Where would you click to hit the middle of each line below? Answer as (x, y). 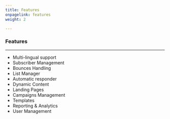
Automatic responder (35, 78)
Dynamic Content (31, 84)
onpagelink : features (28, 15)
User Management (32, 111)
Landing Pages (28, 90)
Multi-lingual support (34, 57)
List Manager (26, 73)
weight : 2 (16, 19)
